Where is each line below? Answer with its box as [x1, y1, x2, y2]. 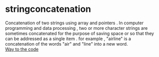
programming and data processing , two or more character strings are [5, 25, 148, 31]
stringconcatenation [5, 3, 92, 15]
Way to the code [5, 46, 39, 52]
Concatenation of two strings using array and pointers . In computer [5, 20, 144, 26]
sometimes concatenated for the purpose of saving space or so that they [5, 30, 155, 36]
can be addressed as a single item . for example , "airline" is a [5, 36, 131, 42]
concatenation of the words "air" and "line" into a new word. [5, 41, 128, 47]
